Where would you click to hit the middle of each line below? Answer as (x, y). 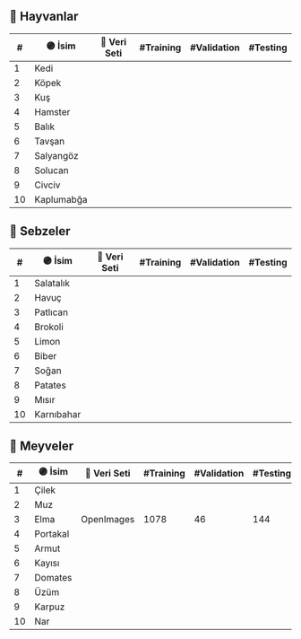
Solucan (52, 170)
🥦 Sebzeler (40, 231)
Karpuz (50, 607)
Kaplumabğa (61, 199)
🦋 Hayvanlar (44, 17)
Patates (51, 385)
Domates (53, 578)
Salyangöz (56, 155)
